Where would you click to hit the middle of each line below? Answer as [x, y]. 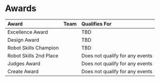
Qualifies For [96, 24]
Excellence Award [28, 32]
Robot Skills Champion [33, 48]
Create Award [23, 71]
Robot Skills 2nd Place [33, 55]
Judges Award [24, 64]
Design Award [24, 40]
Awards [21, 8]
